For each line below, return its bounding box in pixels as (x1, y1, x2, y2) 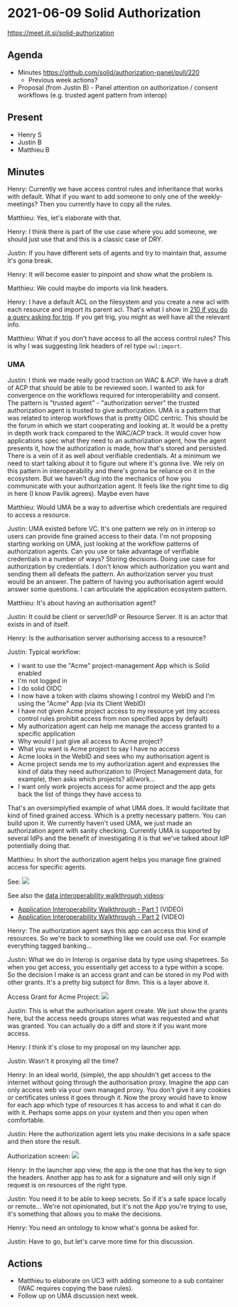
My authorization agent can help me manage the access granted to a (17, 721, 220, 730)
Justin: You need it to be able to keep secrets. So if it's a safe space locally (7, 1194, 227, 1203)
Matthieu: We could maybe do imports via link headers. (7, 284, 169, 292)
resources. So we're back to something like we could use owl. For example (7, 933, 226, 942)
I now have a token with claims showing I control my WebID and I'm (17, 692, 215, 700)
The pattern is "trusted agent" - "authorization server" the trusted (7, 398, 200, 407)
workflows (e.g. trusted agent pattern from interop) (17, 90, 168, 99)
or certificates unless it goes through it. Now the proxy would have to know (7, 1093, 227, 1101)
